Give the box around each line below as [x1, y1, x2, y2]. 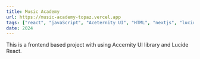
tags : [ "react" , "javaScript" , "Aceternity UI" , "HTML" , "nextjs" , [6, 19, 177, 25]
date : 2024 [6, 25, 33, 31]
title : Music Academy [6, 8, 60, 15]
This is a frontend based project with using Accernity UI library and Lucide [6, 41, 189, 48]
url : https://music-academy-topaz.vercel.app [6, 14, 121, 20]
